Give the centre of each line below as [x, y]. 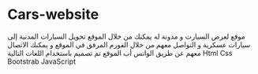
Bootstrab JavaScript [42, 61]
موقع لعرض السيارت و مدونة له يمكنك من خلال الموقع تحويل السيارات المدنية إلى [126, 36]
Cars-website [53, 15]
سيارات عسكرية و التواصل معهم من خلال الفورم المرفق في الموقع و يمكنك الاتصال [129, 44]
